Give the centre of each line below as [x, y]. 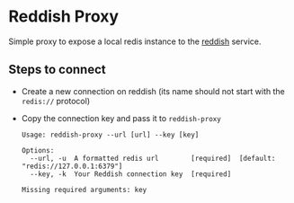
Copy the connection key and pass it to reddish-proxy [121, 118]
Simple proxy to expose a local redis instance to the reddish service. [135, 41]
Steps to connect [57, 70]
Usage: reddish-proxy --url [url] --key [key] [110, 135]
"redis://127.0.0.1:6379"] [72, 166]
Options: [38, 150]
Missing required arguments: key [84, 190]
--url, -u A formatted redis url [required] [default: [153, 158]
